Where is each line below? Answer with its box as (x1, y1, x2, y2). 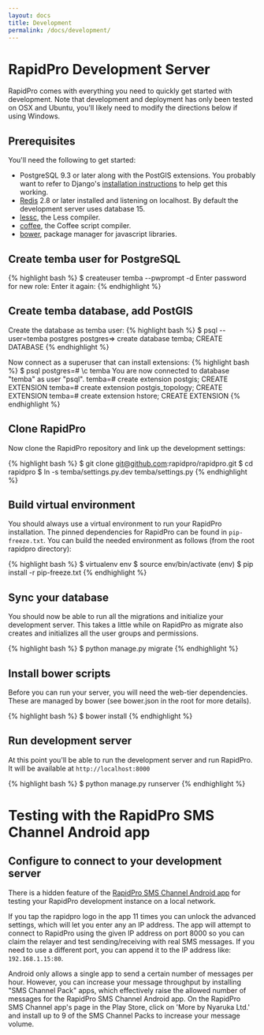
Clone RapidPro (8, 422, 87, 436)
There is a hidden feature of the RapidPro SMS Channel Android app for (8, 887, 241, 897)
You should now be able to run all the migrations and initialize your (8, 612, 224, 621)
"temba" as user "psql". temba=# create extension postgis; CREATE (8, 374, 229, 384)
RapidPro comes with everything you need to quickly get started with (8, 86, 232, 96)
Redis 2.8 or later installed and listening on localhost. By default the (19, 196, 239, 205)
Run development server (8, 734, 132, 748)
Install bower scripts (8, 666, 111, 680)
